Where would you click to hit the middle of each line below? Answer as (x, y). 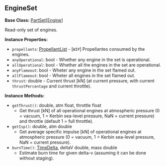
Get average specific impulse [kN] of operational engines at (80, 132)
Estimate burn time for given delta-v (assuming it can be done (83, 153)
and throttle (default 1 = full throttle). (56, 121)
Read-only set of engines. (31, 30)
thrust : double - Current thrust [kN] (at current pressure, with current (83, 81)
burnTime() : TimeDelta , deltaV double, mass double (64, 147)
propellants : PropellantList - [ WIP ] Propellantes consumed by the (78, 49)
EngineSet (21, 8)
